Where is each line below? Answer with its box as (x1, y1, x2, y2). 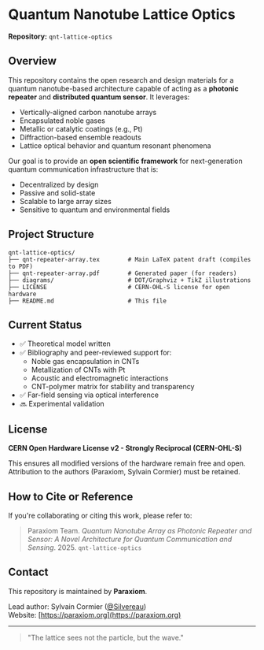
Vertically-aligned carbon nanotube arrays (19, 107, 157, 117)
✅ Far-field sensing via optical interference (19, 390, 159, 399)
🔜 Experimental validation (19, 399, 104, 409)
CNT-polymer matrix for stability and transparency (31, 382, 195, 392)
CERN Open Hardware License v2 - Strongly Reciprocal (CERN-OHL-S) (8, 444, 242, 453)
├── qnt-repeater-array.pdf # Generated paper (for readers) (8, 269, 237, 277)
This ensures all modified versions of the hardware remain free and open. (8, 459, 246, 468)
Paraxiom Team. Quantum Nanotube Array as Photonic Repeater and (27, 526, 252, 535)
